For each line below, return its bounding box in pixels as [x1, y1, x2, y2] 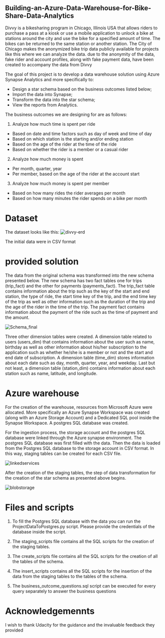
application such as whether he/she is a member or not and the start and [5, 349, 153, 355]
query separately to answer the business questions [12, 588, 117, 594]
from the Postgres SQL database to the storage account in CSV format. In [5, 445, 154, 451]
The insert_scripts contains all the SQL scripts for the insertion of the [12, 568, 152, 574]
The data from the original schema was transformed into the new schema [5, 272, 154, 278]
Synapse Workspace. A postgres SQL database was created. [5, 420, 129, 426]
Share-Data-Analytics [5, 12, 74, 20]
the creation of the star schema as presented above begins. [5, 475, 127, 481]
